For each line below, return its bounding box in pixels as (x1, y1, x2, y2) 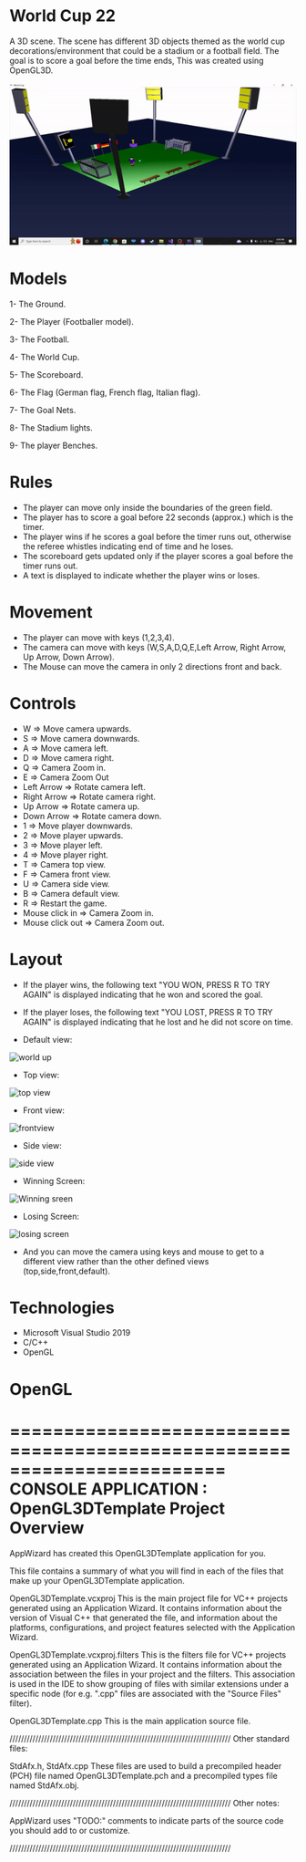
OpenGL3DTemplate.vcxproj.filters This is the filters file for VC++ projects (9, 1649, 287, 1660)
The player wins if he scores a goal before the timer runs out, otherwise (22, 531, 291, 542)
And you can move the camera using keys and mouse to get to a (22, 1246, 265, 1257)
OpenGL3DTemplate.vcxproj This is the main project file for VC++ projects (9, 1593, 289, 1604)
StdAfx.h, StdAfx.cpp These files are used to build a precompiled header (9, 1760, 282, 1771)
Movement (9, 601, 93, 622)
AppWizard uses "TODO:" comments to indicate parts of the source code (9, 1815, 284, 1826)
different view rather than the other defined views (22, 1255, 209, 1266)
